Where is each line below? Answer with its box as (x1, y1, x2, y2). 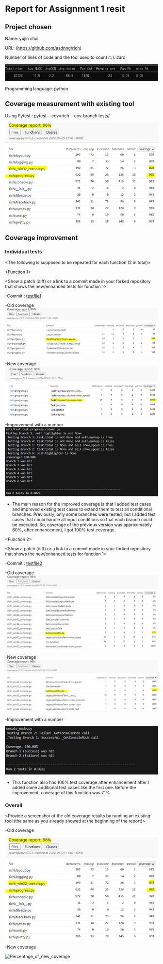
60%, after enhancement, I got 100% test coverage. (12, 527, 116, 533)
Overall (5, 802, 23, 808)
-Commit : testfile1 (5, 293, 42, 298)
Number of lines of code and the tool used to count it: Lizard (5, 54, 126, 60)
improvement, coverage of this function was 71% (12, 789, 110, 795)
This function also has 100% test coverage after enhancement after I (12, 779, 149, 785)
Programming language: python (5, 86, 68, 91)
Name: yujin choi (5, 35, 39, 41)
